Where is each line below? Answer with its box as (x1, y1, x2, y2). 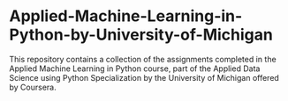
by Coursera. (9, 82, 57, 92)
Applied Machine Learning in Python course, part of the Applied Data (9, 63, 261, 74)
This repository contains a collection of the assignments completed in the (9, 54, 277, 64)
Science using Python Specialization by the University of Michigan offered (9, 72, 280, 83)
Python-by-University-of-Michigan (9, 25, 274, 45)
